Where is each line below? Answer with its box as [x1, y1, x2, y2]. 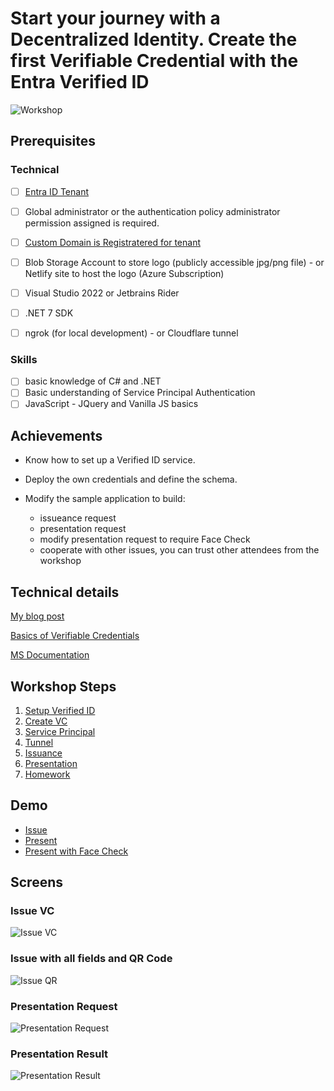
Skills [10, 352, 38, 366]
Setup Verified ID [24, 704, 96, 716]
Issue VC [10, 904, 55, 918]
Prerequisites [10, 133, 96, 150]
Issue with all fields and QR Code [10, 952, 173, 966]
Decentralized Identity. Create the [10, 28, 298, 51]
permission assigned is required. [24, 217, 160, 229]
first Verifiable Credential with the [10, 50, 299, 72]
